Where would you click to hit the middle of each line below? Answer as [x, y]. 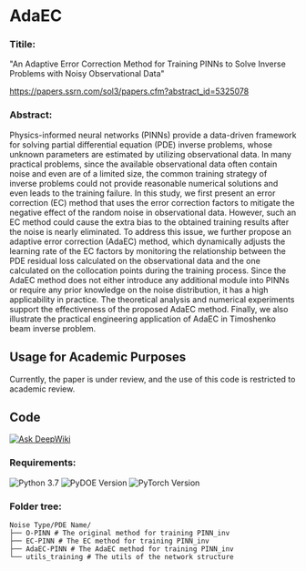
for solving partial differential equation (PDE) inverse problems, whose [141, 144]
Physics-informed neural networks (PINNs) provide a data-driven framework [153, 135]
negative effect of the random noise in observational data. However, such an [153, 212]
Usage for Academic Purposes [98, 357]
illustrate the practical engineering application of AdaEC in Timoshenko [143, 319]
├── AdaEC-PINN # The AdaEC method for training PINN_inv [122, 549]
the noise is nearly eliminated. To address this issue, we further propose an [150, 231]
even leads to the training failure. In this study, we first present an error [143, 193]
